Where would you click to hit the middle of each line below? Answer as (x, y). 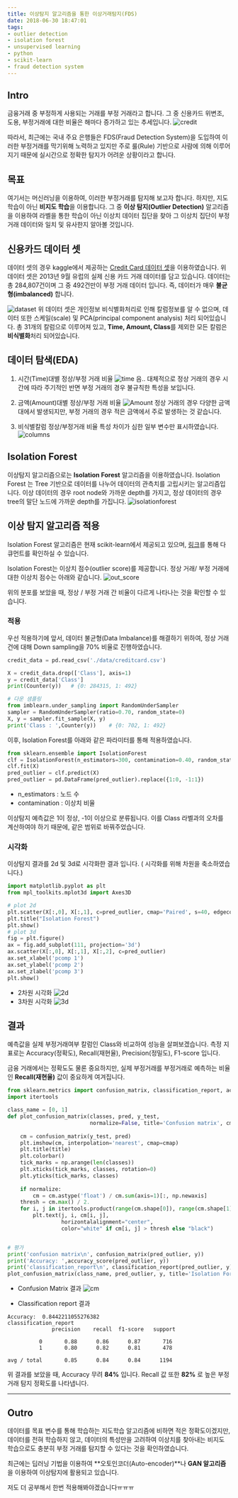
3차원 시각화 (35, 1002)
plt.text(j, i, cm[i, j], (71, 1216)
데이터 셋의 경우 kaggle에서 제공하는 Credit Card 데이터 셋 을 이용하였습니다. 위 (117, 267)
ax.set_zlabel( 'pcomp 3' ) (45, 971)
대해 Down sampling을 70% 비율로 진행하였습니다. (91, 647)
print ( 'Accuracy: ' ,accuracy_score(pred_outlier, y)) (89, 1261)
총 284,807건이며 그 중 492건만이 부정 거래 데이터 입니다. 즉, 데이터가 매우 (111, 285)
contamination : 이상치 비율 (56, 803)
